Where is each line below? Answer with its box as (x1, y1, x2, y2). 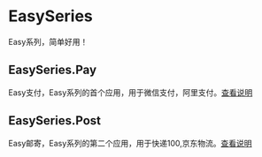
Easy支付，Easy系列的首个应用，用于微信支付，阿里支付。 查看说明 (8, 86, 253, 98)
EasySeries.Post (8, 113, 101, 129)
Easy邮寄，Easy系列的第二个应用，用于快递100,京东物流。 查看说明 (8, 138, 253, 148)
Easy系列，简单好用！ (8, 36, 89, 47)
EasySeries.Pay (8, 63, 97, 78)
